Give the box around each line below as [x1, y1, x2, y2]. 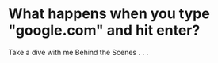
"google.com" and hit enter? [8, 21, 201, 39]
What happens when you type [8, 5, 210, 23]
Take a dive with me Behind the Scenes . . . [8, 47, 149, 57]
